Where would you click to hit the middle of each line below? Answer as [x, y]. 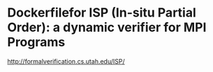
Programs [36, 42]
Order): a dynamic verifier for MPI [107, 27]
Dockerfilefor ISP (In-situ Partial [102, 13]
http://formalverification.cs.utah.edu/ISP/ [66, 61]
